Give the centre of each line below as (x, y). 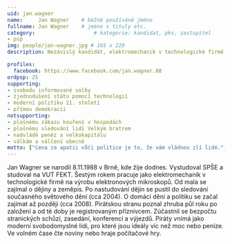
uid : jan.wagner (30, 13)
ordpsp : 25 (23, 77)
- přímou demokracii (37, 110)
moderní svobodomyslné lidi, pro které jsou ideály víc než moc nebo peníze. (115, 226)
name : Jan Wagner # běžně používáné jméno (80, 20)
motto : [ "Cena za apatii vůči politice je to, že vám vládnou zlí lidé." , (117, 148)
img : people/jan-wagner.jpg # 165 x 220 (66, 45)
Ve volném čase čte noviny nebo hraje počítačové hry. (84, 233)
